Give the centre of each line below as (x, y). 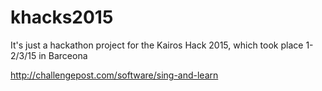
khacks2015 (62, 17)
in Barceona (63, 55)
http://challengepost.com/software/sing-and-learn (114, 75)
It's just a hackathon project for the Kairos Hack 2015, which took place (157, 45)
